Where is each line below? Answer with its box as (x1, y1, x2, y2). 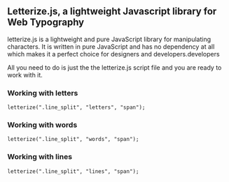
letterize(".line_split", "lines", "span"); (7, 167, 139, 175)
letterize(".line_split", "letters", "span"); (7, 104, 146, 111)
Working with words (7, 120, 78, 130)
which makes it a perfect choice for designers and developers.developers (7, 50, 220, 58)
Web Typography (7, 17, 85, 29)
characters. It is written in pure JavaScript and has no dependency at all (7, 42, 215, 51)
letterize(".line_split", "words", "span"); (7, 136, 139, 143)
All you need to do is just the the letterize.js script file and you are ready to (7, 63, 222, 72)
